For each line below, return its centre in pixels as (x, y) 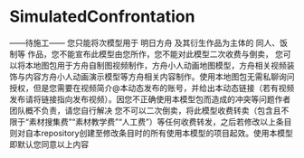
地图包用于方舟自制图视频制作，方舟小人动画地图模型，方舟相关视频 (160, 65)
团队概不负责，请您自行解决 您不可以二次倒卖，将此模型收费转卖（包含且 (145, 110)
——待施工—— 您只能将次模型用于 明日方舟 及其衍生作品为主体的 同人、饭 (148, 42)
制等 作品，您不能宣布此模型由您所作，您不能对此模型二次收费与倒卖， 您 (146, 54)
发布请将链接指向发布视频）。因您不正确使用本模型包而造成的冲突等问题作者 (150, 99)
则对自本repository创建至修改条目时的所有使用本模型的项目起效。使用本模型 (152, 133)
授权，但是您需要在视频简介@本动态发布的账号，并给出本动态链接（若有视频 (152, 88)
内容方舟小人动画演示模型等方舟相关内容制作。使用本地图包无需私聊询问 (160, 76)
